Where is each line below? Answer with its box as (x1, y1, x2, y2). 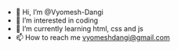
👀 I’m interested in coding (15, 16, 99, 25)
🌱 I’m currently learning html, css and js (15, 24, 143, 33)
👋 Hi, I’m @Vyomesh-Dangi (15, 8, 104, 16)
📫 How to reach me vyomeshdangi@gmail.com (15, 33, 170, 42)
